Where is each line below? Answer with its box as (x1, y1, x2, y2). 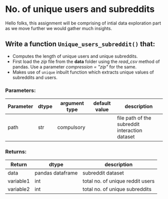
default (93, 100, 111, 107)
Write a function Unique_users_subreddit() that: (5, 40, 155, 48)
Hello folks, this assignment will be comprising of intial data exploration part (5, 20, 161, 26)
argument (60, 100, 84, 107)
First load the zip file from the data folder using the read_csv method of (12, 58, 160, 64)
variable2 (7, 186, 30, 193)
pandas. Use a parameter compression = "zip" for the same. (12, 63, 136, 69)
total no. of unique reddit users (82, 177, 155, 184)
